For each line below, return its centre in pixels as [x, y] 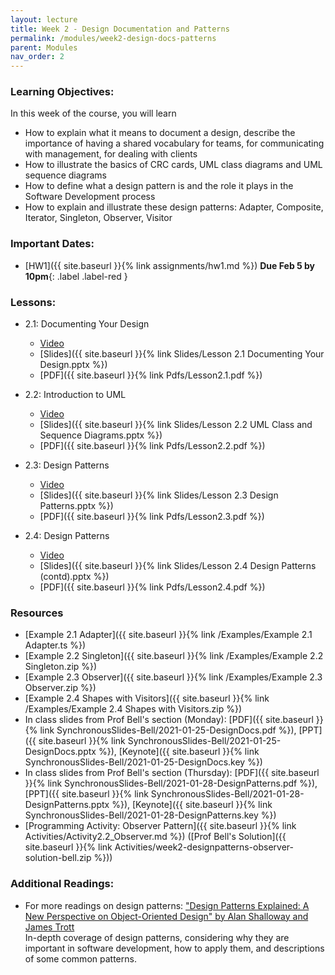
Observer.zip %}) [60, 688]
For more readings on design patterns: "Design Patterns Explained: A [167, 905]
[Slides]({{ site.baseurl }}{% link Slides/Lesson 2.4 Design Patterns [178, 566]
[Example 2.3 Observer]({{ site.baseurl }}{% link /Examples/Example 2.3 [173, 677]
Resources [37, 613]
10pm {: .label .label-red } [76, 276]
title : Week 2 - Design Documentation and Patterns [120, 29]
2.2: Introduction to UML [75, 395]
